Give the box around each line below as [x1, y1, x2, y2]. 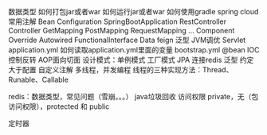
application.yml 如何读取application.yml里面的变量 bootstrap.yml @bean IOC [8, 45, 260, 54]
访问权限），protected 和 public [8, 102, 110, 111]
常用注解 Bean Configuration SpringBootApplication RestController [8, 17, 227, 26]
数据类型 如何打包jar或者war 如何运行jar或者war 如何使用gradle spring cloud [8, 7, 259, 16]
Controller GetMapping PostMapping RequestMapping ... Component [8, 26, 235, 35]
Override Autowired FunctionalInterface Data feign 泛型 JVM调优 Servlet [8, 35, 246, 44]
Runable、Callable [8, 75, 69, 84]
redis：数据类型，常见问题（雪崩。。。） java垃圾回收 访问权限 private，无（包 [8, 92, 259, 101]
